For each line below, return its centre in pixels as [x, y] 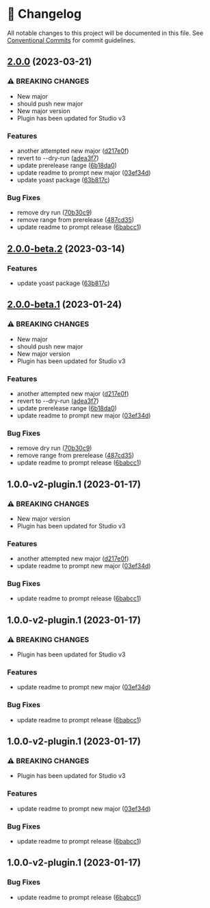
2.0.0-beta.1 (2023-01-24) [64, 305]
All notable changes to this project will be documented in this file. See [105, 33]
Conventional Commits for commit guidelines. [71, 40]
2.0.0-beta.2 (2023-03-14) [66, 248]
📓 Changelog [44, 14]
